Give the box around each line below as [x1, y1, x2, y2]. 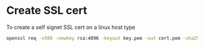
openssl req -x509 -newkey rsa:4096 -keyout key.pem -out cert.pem [6, 35, 181, 41]
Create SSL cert [6, 4, 87, 17]
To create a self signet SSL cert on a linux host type [6, 23, 135, 31]
